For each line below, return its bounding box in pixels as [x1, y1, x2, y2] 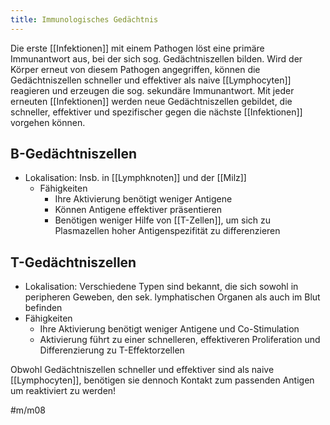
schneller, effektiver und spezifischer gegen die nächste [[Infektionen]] [10, 106, 303, 118]
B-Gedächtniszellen [10, 146, 138, 163]
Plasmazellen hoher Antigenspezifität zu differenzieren [54, 225, 281, 237]
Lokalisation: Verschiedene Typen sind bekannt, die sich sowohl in [24, 281, 299, 293]
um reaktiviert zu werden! [10, 385, 117, 397]
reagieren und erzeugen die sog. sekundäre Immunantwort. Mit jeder [10, 84, 295, 96]
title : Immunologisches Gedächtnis [10, 14, 159, 25]
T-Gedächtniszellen [10, 254, 137, 271]
